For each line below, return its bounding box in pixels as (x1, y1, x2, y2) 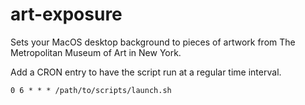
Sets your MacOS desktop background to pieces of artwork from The (10, 36, 296, 48)
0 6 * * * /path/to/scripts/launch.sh (10, 85, 172, 95)
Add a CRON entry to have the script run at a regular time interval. (10, 66, 282, 78)
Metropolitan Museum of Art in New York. (10, 46, 182, 58)
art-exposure (10, 3, 123, 26)
